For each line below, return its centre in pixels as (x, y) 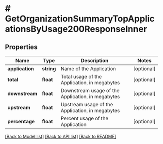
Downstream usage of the (90, 90)
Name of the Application (88, 69)
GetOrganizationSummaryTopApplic (80, 19)
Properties (21, 47)
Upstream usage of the (87, 104)
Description (95, 60)
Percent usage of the (84, 118)
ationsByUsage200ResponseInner (76, 29)
